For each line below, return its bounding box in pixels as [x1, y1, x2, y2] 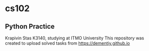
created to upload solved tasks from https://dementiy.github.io [5, 40, 130, 46]
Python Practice [5, 22, 55, 31]
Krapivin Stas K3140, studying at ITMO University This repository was [5, 35, 144, 41]
